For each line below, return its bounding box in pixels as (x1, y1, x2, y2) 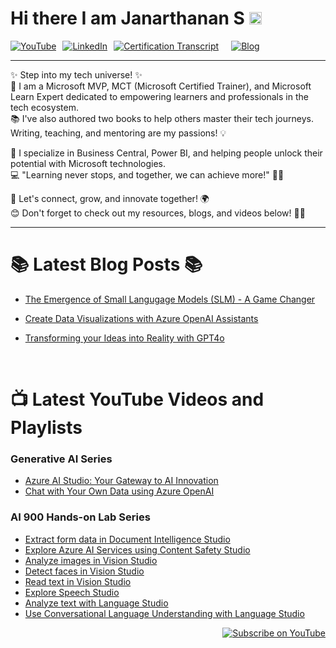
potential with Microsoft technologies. (10, 157, 167, 169)
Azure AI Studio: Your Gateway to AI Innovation (24, 475, 219, 487)
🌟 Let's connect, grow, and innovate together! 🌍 (10, 192, 210, 204)
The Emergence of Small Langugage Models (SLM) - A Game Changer (24, 293, 316, 305)
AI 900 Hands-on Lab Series (10, 510, 151, 524)
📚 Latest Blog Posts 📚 (10, 253, 203, 276)
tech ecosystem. (10, 101, 79, 113)
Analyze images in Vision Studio (24, 554, 158, 566)
